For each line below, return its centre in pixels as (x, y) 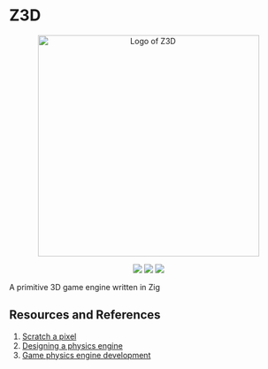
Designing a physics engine (73, 345)
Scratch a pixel (49, 336)
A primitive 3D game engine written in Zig (85, 287)
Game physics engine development (86, 355)
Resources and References (85, 315)
